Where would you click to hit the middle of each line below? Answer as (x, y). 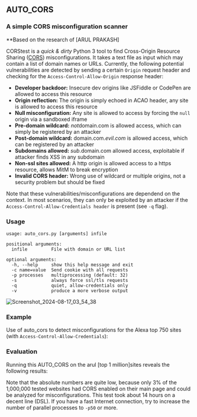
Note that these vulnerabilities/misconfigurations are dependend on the (93, 193)
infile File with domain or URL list (69, 249)
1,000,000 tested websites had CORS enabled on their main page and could (98, 389)
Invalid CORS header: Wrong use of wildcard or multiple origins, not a (100, 176)
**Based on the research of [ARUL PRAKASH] (63, 39)
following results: (27, 371)
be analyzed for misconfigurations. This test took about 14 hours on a (91, 395)
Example (19, 317)
